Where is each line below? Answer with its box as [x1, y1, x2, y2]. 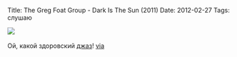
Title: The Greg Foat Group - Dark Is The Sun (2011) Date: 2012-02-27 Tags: [7, 6, 230, 14]
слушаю [7, 13, 32, 22]
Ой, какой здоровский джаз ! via [7, 42, 105, 50]
